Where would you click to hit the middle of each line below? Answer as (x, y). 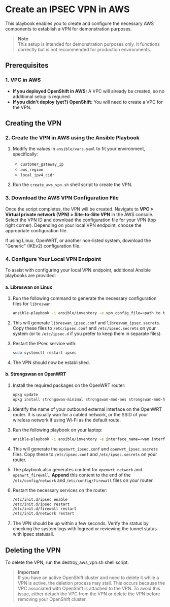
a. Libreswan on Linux (29, 287)
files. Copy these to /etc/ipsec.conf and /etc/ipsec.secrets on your (85, 454)
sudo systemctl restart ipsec (45, 353)
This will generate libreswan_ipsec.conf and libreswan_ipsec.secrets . (87, 323)
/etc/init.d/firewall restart (45, 509)
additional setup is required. (42, 96)
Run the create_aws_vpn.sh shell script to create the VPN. (73, 185)
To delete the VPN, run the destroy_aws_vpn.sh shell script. (67, 562)
